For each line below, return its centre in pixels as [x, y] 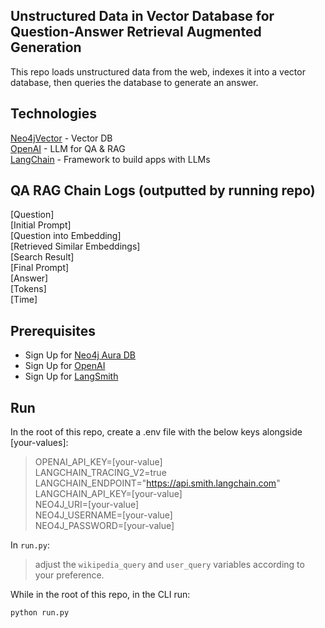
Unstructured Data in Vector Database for [142, 16]
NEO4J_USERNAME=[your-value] [103, 515]
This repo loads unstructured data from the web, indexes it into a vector [158, 71]
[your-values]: [39, 443]
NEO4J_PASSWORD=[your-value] [104, 526]
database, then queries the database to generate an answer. [134, 82]
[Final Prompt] [40, 268]
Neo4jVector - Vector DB [61, 138]
